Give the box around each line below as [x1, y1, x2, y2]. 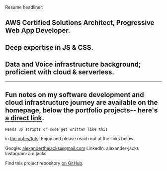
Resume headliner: [5, 4, 44, 10]
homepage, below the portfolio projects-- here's [5, 106, 158, 114]
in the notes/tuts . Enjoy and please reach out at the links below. [5, 136, 135, 142]
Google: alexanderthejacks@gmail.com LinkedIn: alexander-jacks [5, 145, 139, 151]
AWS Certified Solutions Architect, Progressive [5, 18, 155, 27]
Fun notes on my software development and [5, 90, 144, 99]
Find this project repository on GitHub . [5, 160, 83, 166]
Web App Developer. [5, 26, 71, 35]
